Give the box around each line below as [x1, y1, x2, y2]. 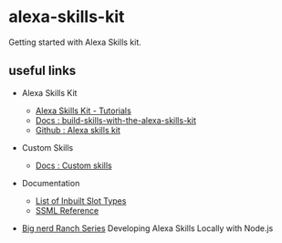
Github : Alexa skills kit [35, 124, 120, 135]
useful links [8, 63, 77, 79]
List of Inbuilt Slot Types [35, 195, 127, 206]
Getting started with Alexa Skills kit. [8, 37, 142, 48]
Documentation [21, 177, 80, 188]
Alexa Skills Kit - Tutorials [35, 105, 131, 116]
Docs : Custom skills [35, 160, 112, 171]
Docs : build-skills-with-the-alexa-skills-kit [35, 114, 197, 125]
